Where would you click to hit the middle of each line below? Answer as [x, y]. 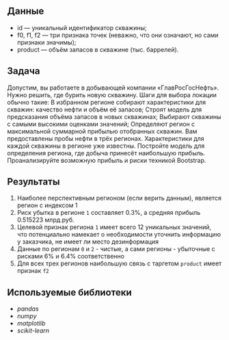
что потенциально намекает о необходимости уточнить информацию [119, 235]
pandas [28, 309]
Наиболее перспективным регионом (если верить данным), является [119, 198]
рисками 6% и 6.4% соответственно [71, 257]
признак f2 [33, 271]
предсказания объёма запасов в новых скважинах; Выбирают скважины [114, 116]
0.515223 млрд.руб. [45, 220]
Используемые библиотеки [69, 292]
